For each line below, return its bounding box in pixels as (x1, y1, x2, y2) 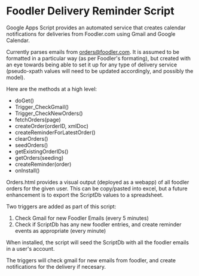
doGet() (14, 97, 35, 104)
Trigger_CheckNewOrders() (14, 110, 83, 117)
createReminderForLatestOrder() (14, 129, 96, 136)
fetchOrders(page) (14, 116, 61, 123)
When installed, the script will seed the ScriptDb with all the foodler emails (6, 238, 189, 246)
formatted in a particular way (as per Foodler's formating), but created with (6, 54, 191, 62)
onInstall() (14, 166, 40, 174)
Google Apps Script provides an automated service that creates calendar (6, 24, 186, 31)
